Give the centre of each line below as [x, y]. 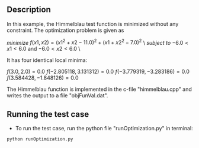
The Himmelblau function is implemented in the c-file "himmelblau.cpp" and [99, 89]
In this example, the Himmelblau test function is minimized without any [93, 24]
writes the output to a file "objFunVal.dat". [57, 96]
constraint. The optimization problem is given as [65, 30]
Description [29, 10]
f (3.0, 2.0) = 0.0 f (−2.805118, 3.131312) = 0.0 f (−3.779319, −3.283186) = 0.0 [98, 72]
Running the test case [48, 114]
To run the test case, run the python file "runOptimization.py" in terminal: [104, 129]
